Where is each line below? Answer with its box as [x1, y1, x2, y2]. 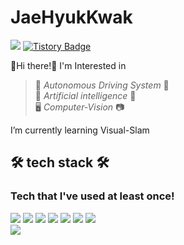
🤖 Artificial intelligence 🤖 [34, 89, 137, 101]
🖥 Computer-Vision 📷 [34, 101, 125, 113]
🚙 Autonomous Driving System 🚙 [34, 79, 170, 91]
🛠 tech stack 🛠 [10, 154, 110, 171]
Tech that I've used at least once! [10, 189, 175, 203]
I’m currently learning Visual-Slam [10, 124, 150, 136]
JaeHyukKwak [10, 6, 133, 29]
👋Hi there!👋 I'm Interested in [10, 59, 127, 71]
